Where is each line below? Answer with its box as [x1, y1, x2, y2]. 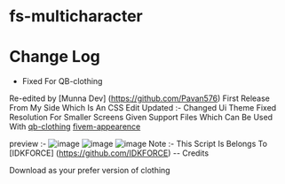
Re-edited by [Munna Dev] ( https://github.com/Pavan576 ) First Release [9, 93, 271, 103]
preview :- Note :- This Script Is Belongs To [9, 139, 268, 149]
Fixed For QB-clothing [21, 76, 103, 87]
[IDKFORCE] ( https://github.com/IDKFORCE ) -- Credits [9, 148, 210, 158]
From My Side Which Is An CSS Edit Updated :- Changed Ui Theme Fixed [9, 103, 277, 113]
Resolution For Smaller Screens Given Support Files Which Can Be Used [9, 112, 273, 123]
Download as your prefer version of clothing [9, 165, 170, 176]
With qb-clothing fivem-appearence [9, 121, 141, 132]
